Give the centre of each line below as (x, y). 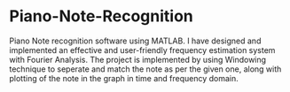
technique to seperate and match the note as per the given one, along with (145, 69)
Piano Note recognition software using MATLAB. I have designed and (135, 41)
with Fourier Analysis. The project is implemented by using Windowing (138, 59)
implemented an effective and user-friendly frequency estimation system (142, 50)
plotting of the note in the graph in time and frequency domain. (124, 78)
